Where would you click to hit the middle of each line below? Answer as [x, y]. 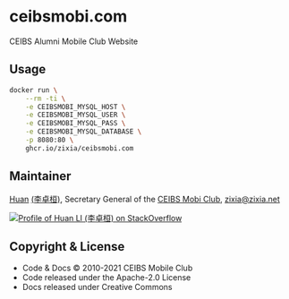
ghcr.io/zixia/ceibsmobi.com [80, 148]
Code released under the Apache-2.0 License [106, 278]
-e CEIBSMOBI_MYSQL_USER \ [76, 115]
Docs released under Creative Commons [97, 287]
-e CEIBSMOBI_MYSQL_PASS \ [76, 124]
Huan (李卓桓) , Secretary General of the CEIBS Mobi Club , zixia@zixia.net [144, 199]
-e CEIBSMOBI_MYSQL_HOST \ [76, 107]
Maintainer [40, 176]
